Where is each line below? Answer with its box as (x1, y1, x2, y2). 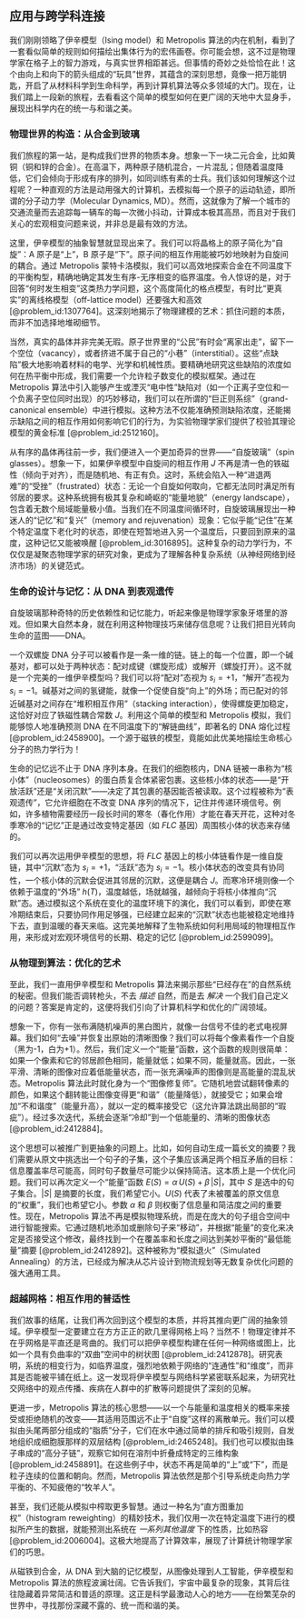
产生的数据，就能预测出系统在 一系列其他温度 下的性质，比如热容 (25, 1524, 269, 1534)
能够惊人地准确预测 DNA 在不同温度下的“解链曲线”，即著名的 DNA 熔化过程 (9, 721, 290, 732)
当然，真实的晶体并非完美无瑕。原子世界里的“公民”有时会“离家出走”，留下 (9, 336, 286, 347)
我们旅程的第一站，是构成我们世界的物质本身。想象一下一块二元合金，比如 (9, 150, 288, 161)
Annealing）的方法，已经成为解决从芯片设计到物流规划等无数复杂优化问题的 (9, 1256, 293, 1267)
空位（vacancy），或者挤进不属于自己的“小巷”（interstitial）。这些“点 (16, 348, 271, 359)
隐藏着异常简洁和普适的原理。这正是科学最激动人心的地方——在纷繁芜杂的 (16, 1589, 296, 1600)
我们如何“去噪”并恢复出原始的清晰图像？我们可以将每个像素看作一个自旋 (25, 1033, 295, 1044)
